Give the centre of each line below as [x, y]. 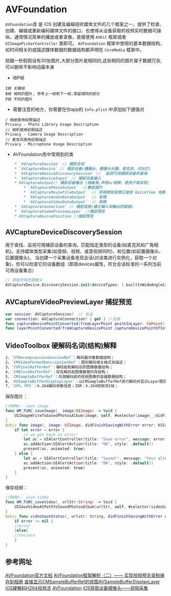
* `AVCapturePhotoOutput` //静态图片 [63, 188]
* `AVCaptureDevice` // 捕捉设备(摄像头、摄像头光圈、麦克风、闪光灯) [83, 169]
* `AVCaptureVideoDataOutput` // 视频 [65, 202]
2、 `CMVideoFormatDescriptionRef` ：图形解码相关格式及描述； [66, 362]
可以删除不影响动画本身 [30, 67]
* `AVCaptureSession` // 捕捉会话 [50, 164]
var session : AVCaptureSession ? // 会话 [49, 314]
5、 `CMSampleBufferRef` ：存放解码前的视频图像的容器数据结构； [66, 377]
